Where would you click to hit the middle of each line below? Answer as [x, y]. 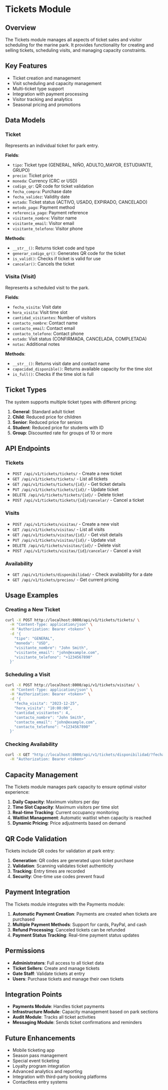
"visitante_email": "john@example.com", [57, 652]
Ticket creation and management [46, 78]
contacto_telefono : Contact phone [48, 333]
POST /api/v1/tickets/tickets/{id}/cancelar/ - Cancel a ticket [78, 500]
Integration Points [34, 994]
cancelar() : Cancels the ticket [43, 264]
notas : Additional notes [36, 344]
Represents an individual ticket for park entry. [52, 145]
